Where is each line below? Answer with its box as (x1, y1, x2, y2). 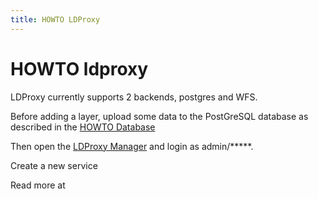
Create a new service (10, 159, 98, 171)
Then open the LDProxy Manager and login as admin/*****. (10, 140, 254, 152)
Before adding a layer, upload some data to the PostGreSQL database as (10, 110, 309, 122)
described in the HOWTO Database (10, 121, 156, 133)
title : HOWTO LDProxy (10, 14, 101, 25)
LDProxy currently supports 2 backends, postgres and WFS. (10, 91, 258, 103)
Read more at (10, 179, 66, 191)
